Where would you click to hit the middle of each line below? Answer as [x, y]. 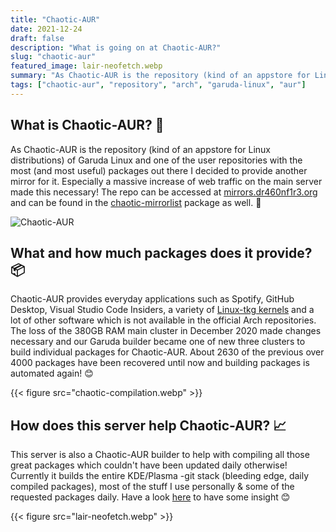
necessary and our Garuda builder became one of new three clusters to [158, 342]
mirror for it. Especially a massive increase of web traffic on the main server [166, 181]
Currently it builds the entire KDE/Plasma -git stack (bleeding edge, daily [160, 476]
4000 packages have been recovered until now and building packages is [160, 363]
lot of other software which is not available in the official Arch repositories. [163, 320]
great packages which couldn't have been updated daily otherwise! [149, 465]
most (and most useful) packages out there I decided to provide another [159, 170]
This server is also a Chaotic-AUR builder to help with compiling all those [160, 455]
